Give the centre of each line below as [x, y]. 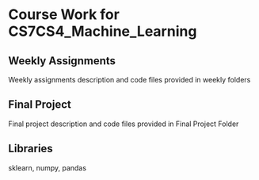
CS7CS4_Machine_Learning [103, 31]
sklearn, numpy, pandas [48, 167]
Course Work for [64, 15]
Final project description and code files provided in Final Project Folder [124, 124]
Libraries [30, 149]
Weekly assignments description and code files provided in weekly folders [129, 80]
